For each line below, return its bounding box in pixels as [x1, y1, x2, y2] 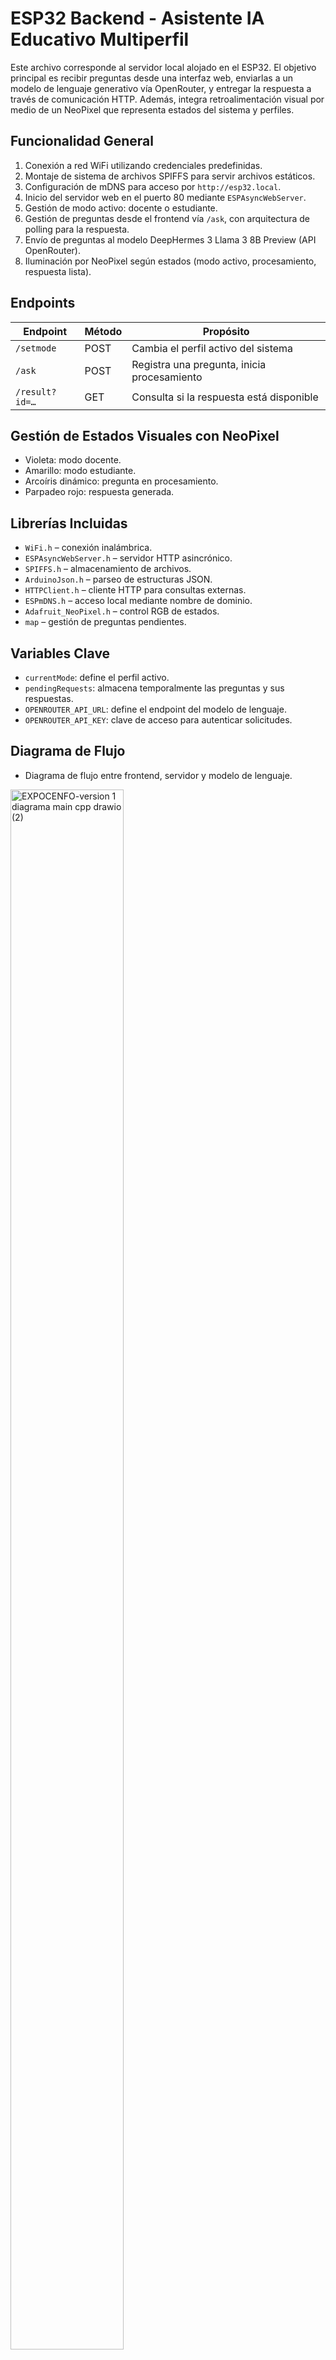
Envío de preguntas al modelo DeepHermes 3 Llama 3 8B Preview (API [24, 233, 317, 246]
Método [84, 324, 123, 338]
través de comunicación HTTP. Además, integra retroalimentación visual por [10, 93, 325, 105]
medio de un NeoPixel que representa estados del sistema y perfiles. [10, 103, 295, 116]
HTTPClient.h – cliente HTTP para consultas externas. [24, 584, 247, 596]
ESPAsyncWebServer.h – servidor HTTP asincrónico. [24, 552, 233, 564]
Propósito [202, 324, 250, 338]
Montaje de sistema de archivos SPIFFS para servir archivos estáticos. [24, 170, 316, 182]
